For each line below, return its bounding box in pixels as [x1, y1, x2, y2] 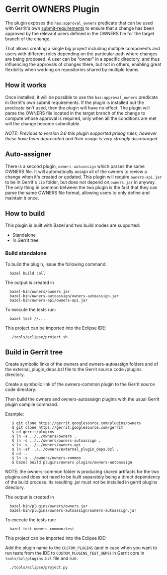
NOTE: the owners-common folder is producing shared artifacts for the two [5, 469, 159, 475]
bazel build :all [9, 271, 46, 276]
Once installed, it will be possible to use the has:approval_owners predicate [5, 94, 158, 100]
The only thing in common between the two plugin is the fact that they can [5, 184, 158, 190]
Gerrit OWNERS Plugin [5, 3, 99, 15]
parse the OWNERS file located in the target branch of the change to [5, 110, 146, 116]
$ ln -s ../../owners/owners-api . [11, 443, 85, 448]
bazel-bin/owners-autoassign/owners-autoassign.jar [9, 293, 119, 298]
